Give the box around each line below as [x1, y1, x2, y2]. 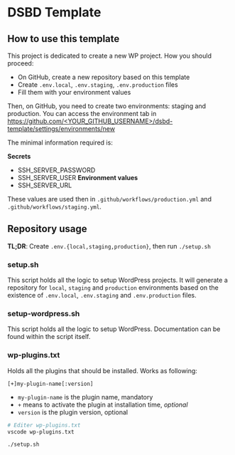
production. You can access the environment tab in [7, 110, 157, 117]
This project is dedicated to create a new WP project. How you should [7, 51, 212, 60]
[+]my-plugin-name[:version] [7, 380, 94, 387]
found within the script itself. [7, 333, 91, 341]
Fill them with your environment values [17, 88, 131, 96]
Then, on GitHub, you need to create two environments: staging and [7, 102, 207, 110]
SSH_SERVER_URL [17, 181, 72, 189]
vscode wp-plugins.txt [7, 428, 75, 435]
